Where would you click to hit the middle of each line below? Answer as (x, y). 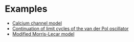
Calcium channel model (37, 23)
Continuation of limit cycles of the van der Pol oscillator (70, 28)
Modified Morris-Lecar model (43, 34)
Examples (26, 9)
